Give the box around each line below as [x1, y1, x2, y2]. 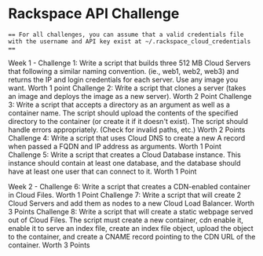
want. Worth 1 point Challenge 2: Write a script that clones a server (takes [8, 83, 247, 93]
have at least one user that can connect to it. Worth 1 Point [8, 166, 197, 176]
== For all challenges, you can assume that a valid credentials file [8, 31, 244, 38]
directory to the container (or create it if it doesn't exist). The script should [8, 116, 249, 126]
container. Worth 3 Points [8, 240, 90, 250]
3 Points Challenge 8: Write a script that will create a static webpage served [8, 207, 254, 216]
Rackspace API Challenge [8, 5, 180, 23]
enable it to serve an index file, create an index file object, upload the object [8, 223, 254, 232]
